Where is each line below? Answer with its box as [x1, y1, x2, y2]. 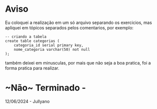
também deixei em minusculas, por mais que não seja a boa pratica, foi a [5, 60, 151, 65]
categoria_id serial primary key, [14, 43, 84, 47]
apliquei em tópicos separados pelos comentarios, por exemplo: [5, 24, 134, 30]
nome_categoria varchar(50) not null [14, 47, 90, 52]
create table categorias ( [5, 38, 60, 44]
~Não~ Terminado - [5, 82, 86, 93]
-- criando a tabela [5, 34, 47, 39]
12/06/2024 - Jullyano [5, 98, 50, 104]
